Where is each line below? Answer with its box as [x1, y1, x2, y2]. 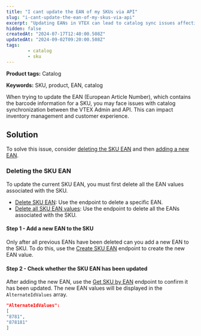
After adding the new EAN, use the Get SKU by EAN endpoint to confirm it [6, 278, 188, 286]
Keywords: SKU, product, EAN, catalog [6, 82, 103, 89]
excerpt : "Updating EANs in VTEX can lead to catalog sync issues [6, 20, 175, 26]
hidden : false [6, 25, 42, 32]
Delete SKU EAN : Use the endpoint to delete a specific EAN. [14, 199, 163, 206]
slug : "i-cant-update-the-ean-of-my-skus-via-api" [6, 14, 135, 20]
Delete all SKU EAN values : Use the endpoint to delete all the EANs [14, 205, 180, 212]
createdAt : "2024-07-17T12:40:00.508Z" [6, 31, 106, 37]
